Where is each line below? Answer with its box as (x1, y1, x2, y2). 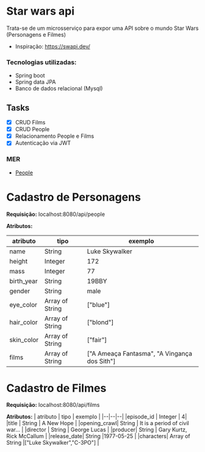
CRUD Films (15, 119, 46, 126)
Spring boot (15, 72, 45, 79)
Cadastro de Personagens (6, 190, 142, 204)
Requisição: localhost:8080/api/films (6, 401, 100, 409)
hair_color (9, 318, 38, 326)
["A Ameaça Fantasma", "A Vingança (87, 349, 192, 357)
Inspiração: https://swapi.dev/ (15, 43, 90, 50)
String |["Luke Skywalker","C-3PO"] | (6, 439, 99, 447)
